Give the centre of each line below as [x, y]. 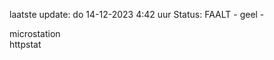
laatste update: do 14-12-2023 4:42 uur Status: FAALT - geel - [137, 14]
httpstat [25, 44]
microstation [35, 33]
